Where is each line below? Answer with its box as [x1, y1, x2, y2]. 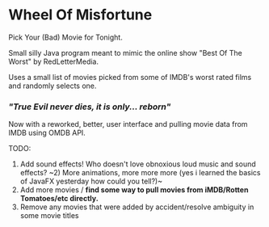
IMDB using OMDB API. [8, 128, 86, 138]
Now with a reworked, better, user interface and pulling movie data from [8, 120, 248, 129]
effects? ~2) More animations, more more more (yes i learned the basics [19, 168, 261, 178]
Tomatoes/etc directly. [19, 194, 99, 204]
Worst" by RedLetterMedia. [8, 57, 99, 66]
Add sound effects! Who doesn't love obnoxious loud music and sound [19, 159, 256, 169]
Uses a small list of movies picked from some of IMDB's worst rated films [8, 72, 252, 82]
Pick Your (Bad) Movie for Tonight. [8, 32, 123, 42]
